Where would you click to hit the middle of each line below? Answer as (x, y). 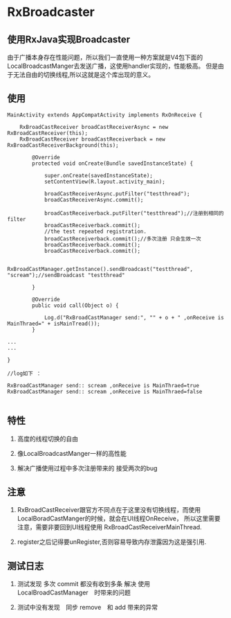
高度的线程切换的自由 (47, 439)
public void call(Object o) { (75, 306)
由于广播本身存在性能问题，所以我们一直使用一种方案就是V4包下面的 (105, 57)
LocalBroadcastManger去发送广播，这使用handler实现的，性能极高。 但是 (113, 66)
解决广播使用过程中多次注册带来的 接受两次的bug (87, 468)
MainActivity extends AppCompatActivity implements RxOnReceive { (105, 115)
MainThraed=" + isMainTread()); (54, 324)
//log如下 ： (24, 373)
